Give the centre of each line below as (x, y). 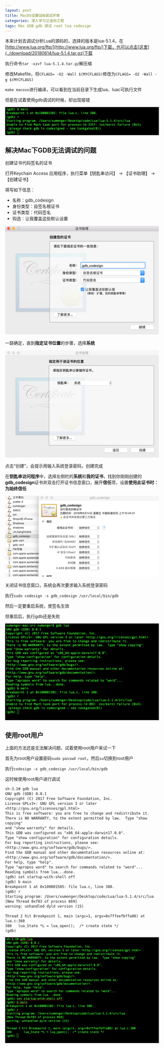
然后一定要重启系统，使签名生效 (37, 606)
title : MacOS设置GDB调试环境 (32, 15)
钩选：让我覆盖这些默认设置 (40, 219)
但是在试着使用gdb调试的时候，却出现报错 (48, 100)
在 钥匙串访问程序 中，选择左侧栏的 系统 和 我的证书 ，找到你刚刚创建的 (73, 477)
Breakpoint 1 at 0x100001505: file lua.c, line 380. (60, 887)
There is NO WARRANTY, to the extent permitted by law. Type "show (76, 818)
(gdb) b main (18, 882)
